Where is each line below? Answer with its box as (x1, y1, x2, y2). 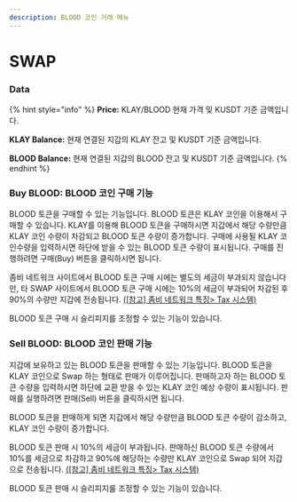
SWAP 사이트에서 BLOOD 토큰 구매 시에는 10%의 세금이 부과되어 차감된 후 (29, 283, 289, 294)
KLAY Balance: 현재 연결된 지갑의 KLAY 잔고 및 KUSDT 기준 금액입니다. (9, 134, 262, 145)
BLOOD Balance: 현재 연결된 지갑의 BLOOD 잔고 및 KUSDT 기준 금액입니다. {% (9, 153, 288, 164)
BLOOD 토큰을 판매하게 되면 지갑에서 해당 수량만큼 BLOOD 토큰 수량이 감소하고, (9, 411, 287, 422)
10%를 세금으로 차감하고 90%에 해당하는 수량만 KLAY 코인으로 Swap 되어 (9, 452, 267, 463)
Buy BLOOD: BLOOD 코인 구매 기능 (9, 187, 153, 200)
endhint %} (9, 163, 51, 174)
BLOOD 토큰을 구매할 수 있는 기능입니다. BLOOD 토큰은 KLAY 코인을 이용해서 (9, 209, 278, 219)
